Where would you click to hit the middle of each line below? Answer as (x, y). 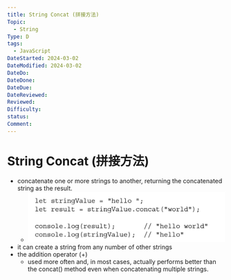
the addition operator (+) (52, 254)
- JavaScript (32, 51)
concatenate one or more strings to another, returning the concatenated (120, 180)
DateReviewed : (28, 95)
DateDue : (20, 87)
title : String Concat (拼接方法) (53, 15)
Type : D (18, 37)
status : (18, 117)
